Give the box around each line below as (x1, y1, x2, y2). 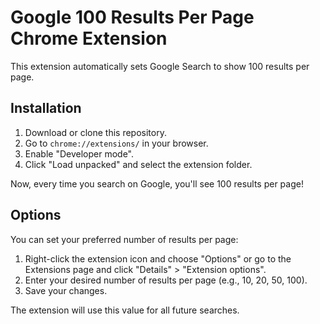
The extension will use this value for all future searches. (10, 304, 240, 316)
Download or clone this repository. (24, 126, 167, 138)
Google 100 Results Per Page (10, 6, 255, 29)
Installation (10, 100, 82, 117)
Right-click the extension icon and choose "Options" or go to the (24, 252, 292, 265)
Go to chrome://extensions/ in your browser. (24, 137, 209, 149)
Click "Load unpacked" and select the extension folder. (24, 158, 253, 170)
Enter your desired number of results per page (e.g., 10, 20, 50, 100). (24, 274, 308, 286)
